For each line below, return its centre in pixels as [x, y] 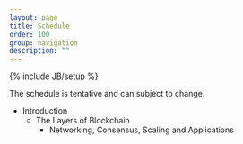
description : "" [39, 51]
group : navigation [43, 42]
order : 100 [30, 34]
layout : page [34, 17]
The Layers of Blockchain [82, 121]
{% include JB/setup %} [54, 76]
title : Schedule [39, 26]
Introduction [45, 111]
